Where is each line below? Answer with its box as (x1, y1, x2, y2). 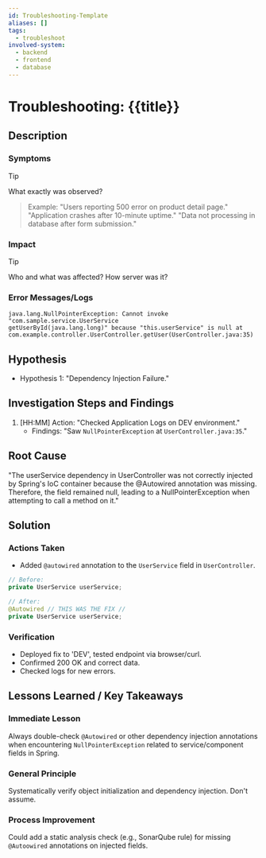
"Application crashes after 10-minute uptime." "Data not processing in (27, 210, 256, 219)
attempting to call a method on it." (8, 495, 119, 505)
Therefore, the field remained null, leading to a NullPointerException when (8, 487, 250, 497)
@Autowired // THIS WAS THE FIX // (8, 605, 126, 613)
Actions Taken (8, 542, 65, 553)
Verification (8, 631, 56, 643)
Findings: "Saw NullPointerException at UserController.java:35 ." (31, 426, 248, 436)
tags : (8, 26, 26, 34)
